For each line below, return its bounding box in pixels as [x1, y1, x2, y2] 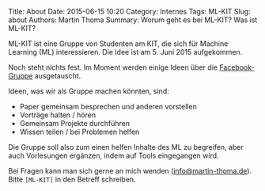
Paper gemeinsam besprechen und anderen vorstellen [19, 102, 198, 111]
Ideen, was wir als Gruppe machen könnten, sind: [8, 86, 170, 96]
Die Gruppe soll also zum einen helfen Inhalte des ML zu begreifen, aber [8, 143, 244, 151]
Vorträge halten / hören [19, 110, 97, 120]
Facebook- [219, 63, 255, 72]
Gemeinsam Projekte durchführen [19, 119, 131, 128]
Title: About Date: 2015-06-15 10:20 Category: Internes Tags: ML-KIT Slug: [8, 7, 251, 16]
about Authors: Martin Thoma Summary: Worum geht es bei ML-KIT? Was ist [8, 15, 258, 25]
